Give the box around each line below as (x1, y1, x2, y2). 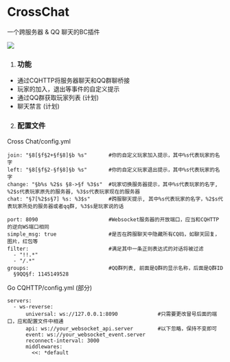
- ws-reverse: (13, 303, 54, 310)
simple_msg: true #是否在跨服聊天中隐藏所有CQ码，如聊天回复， (7, 231, 220, 238)
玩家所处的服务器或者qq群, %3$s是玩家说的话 (12, 203, 124, 210)
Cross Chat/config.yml (7, 137, 71, 145)
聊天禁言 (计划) (16, 102, 60, 111)
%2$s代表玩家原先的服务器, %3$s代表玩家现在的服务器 (7, 188, 141, 195)
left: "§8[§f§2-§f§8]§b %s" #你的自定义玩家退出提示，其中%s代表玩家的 (7, 166, 215, 173)
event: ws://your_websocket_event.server (25, 331, 146, 338)
